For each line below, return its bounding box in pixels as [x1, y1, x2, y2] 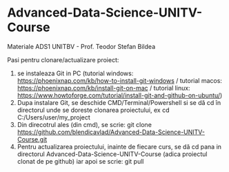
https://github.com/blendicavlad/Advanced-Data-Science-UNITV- [17, 128, 206, 136]
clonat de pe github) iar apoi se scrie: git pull [17, 157, 144, 165]
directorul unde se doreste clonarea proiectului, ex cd [17, 106, 170, 114]
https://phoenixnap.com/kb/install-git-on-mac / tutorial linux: [17, 84, 191, 92]
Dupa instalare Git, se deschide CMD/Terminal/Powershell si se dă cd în [17, 98, 221, 106]
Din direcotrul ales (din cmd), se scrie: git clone [17, 120, 152, 128]
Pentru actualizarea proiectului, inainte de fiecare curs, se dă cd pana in [17, 142, 222, 151]
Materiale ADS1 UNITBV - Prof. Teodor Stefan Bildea [7, 42, 156, 50]
